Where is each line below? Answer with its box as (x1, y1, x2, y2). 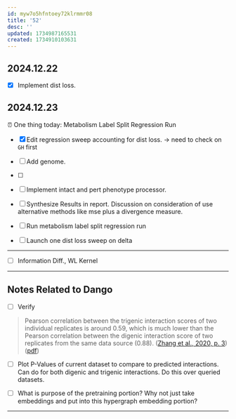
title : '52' (7, 17, 42, 24)
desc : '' (7, 23, 33, 30)
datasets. (17, 375, 45, 383)
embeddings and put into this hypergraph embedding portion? (17, 397, 198, 405)
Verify (17, 302, 35, 311)
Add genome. (26, 157, 66, 166)
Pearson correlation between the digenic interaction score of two (24, 331, 214, 340)
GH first (17, 142, 37, 151)
